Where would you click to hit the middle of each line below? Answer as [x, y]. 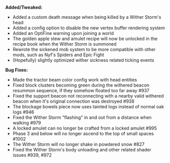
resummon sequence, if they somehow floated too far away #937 [81, 90]
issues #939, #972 [32, 155]
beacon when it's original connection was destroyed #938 [73, 101]
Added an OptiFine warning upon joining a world [63, 33]
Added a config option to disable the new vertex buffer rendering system [89, 28]
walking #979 [27, 123]
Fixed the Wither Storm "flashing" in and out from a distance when [82, 117]
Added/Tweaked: [24, 7]
